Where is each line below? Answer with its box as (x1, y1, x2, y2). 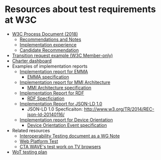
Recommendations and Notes (19, 36, 81, 42)
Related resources (12, 127, 50, 133)
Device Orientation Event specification (27, 122, 107, 128)
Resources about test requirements (5, 4, 156, 15)
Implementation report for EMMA (19, 68, 88, 74)
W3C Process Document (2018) (12, 31, 78, 37)
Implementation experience (19, 41, 77, 47)
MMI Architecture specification (27, 84, 92, 90)
